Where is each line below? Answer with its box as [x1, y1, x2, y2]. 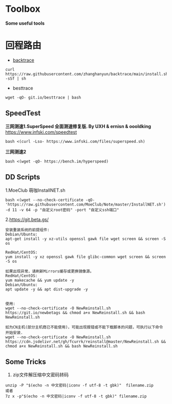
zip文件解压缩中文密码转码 [12, 372, 69, 378]
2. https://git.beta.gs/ [5, 216, 49, 223]
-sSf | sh [5, 76, 27, 81]
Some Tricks [5, 357, 46, 366]
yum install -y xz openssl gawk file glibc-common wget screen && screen [5, 254, 166, 260]
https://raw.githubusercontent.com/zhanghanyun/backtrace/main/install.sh [5, 71, 168, 77]
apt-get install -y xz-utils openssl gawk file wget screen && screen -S [5, 236, 166, 242]
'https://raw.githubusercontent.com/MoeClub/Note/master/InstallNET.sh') [5, 201, 166, 207]
